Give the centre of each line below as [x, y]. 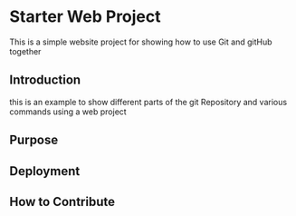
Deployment [45, 171]
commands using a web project [68, 112]
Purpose [34, 140]
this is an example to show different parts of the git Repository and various [148, 102]
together [25, 51]
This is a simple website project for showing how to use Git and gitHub [141, 42]
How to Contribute [62, 201]
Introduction [45, 80]
